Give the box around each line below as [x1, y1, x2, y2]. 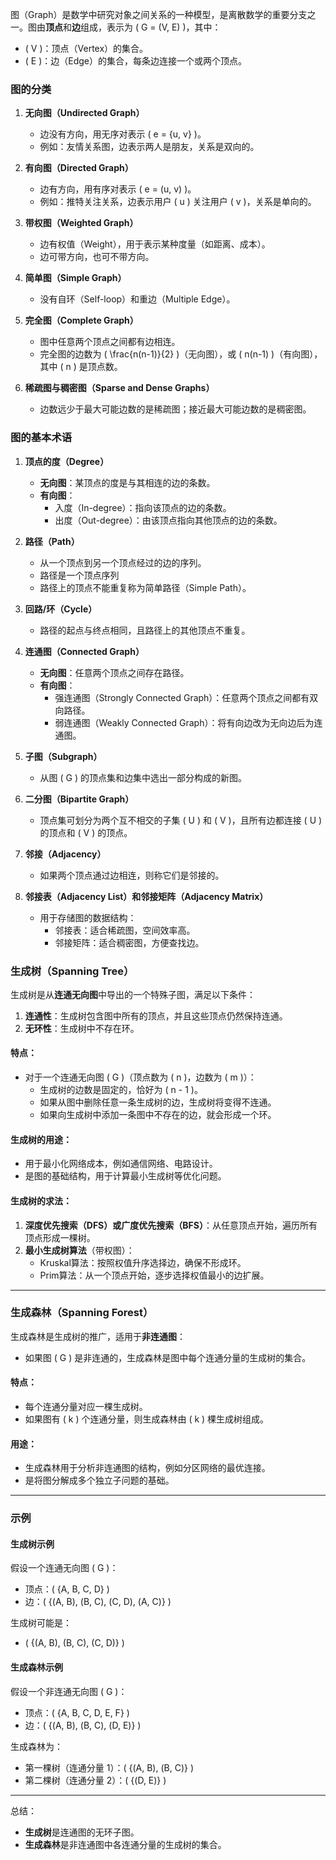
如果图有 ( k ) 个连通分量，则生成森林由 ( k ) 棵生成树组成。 [24, 1413, 270, 1425]
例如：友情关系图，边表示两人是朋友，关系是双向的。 [39, 141, 260, 153]
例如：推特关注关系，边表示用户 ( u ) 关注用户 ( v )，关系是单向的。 [39, 196, 317, 208]
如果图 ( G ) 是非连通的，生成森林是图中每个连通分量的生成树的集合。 [24, 1351, 312, 1363]
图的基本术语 [10, 431, 73, 445]
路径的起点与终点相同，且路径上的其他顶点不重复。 [39, 624, 251, 636]
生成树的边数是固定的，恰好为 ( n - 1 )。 [39, 1084, 203, 1096]
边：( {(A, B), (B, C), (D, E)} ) [24, 1719, 142, 1731]
